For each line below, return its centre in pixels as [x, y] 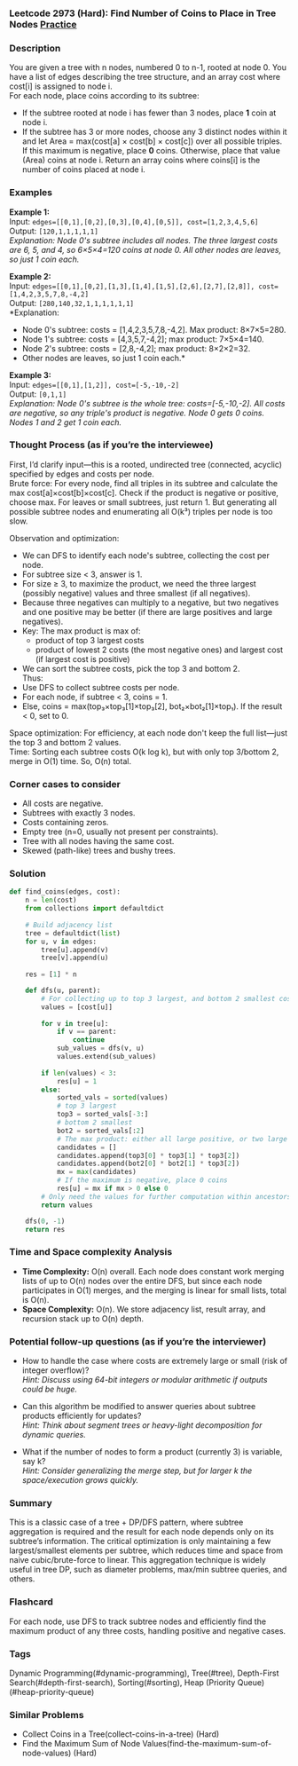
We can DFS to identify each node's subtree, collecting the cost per [146, 555]
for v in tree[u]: [75, 1023]
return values [67, 1205]
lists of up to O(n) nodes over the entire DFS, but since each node [142, 1281]
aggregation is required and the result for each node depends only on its [142, 1532]
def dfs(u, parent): [63, 991]
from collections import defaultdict [95, 909]
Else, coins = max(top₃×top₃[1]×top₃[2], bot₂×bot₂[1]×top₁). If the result [152, 706]
